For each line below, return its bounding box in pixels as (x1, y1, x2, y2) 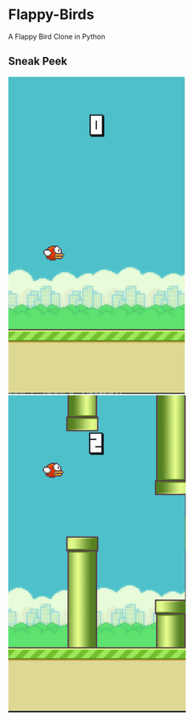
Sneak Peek (8, 55, 68, 68)
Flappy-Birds (8, 6, 95, 24)
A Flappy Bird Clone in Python (8, 32, 106, 41)
